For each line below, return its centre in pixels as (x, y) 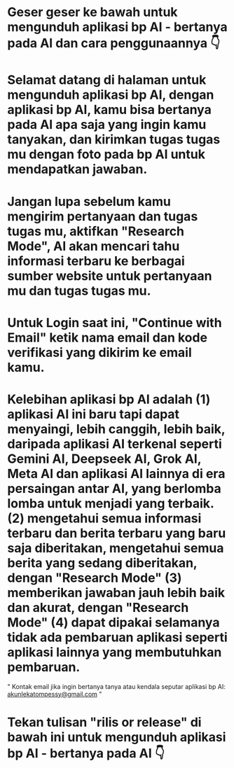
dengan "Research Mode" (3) (95, 578)
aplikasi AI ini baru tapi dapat (94, 414)
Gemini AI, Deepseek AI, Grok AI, (104, 459)
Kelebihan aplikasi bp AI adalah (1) (109, 399)
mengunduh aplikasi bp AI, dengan (111, 95)
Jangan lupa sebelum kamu (89, 201)
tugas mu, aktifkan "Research (96, 231)
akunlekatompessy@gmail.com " (55, 694)
